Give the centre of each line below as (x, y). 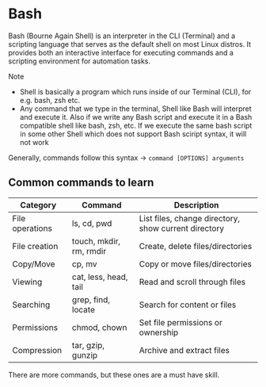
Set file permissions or (181, 322)
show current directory (181, 228)
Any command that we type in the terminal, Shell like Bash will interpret (135, 109)
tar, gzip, (88, 345)
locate (83, 309)
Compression (37, 350)
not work (34, 142)
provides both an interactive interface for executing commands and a (121, 52)
